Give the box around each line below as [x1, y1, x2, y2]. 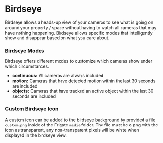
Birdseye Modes [5, 47, 45, 54]
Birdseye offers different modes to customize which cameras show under [5, 58, 153, 64]
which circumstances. [5, 63, 50, 69]
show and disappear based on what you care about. [5, 35, 110, 41]
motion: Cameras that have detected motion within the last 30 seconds [12, 78, 156, 84]
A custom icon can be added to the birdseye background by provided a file [5, 117, 156, 123]
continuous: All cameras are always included [12, 73, 103, 79]
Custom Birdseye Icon [5, 106, 59, 112]
